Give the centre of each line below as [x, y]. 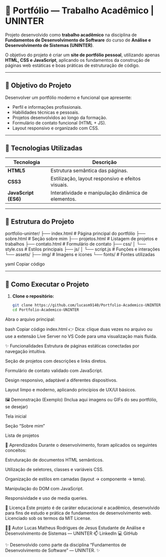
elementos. [63, 199]
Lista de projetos [22, 435]
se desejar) [17, 407]
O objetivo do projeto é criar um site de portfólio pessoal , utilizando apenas [83, 55]
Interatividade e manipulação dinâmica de [99, 193]
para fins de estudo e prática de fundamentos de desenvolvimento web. [79, 513]
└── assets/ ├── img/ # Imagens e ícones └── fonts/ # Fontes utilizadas [80, 255]
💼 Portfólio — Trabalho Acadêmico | [80, 11]
